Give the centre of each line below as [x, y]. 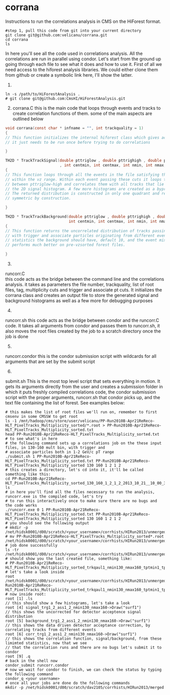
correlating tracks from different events [51, 630]
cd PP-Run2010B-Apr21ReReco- [36, 479]
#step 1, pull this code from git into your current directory [73, 30]
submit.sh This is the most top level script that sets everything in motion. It [83, 381]
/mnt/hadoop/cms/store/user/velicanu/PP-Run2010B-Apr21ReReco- [87, 421]
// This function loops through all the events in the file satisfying [82, 175]
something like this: [28, 474]
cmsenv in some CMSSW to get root [42, 417]
